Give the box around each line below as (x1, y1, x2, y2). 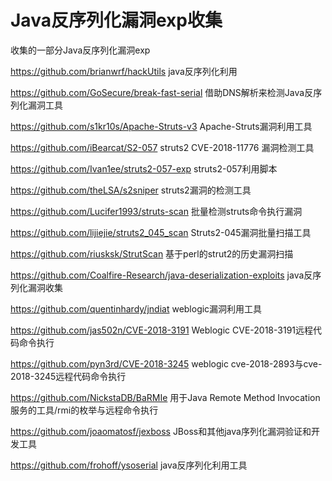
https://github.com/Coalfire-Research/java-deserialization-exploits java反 (10, 269, 313, 281)
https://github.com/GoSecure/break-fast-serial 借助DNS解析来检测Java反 (10, 86, 314, 98)
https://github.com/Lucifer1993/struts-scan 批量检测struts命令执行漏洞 (10, 205, 303, 217)
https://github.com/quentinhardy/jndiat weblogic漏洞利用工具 (10, 302, 263, 315)
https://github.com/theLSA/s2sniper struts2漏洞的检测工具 (10, 184, 252, 196)
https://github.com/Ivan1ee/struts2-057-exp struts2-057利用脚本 (10, 162, 278, 175)
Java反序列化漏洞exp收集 (10, 9, 223, 32)
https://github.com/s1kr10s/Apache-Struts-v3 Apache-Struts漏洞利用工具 (10, 120, 313, 132)
